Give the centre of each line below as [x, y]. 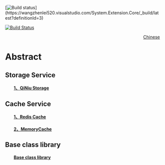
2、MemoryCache [33, 129]
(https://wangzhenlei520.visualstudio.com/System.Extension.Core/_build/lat [82, 13]
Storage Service [30, 75]
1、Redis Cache [30, 117]
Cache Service [28, 104]
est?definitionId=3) [24, 18]
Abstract [23, 57]
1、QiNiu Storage [31, 88]
